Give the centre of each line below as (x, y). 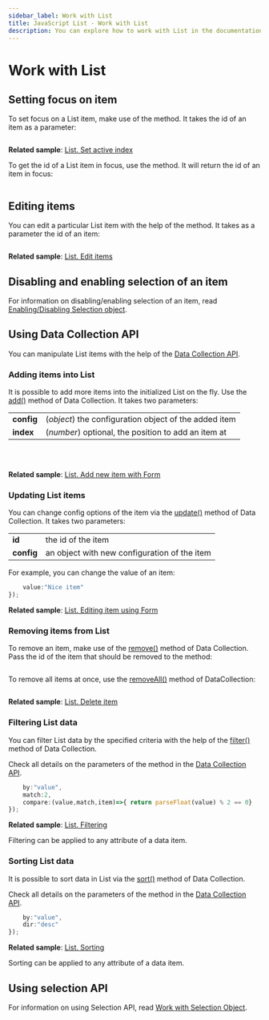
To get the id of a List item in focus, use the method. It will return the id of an (134, 166)
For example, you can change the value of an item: (92, 572)
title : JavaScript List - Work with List (78, 23)
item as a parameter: (42, 127)
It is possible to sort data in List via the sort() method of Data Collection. (127, 878)
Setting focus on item (63, 100)
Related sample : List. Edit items (61, 256)
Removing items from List (59, 631)
